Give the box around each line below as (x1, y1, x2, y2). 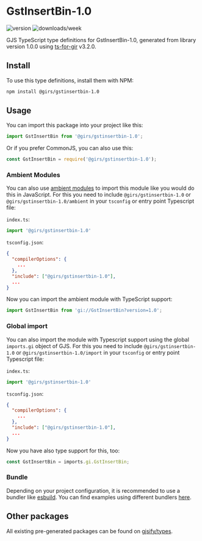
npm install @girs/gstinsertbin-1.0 (6, 89, 99, 95)
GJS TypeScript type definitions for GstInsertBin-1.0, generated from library (6, 36, 197, 43)
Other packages (6, 511, 69, 521)
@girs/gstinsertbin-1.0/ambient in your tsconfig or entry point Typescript (6, 197, 195, 205)
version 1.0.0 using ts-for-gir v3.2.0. (6, 43, 96, 50)
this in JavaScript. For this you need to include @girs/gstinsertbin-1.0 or (6, 191, 191, 198)
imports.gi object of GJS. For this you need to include (6, 342, 143, 349)
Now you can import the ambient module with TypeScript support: (6, 296, 173, 303)
